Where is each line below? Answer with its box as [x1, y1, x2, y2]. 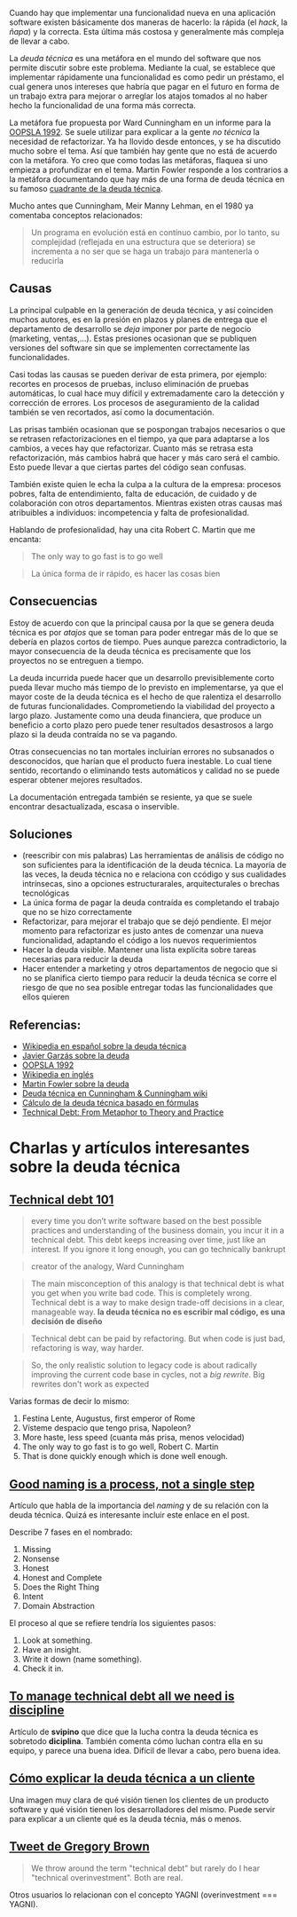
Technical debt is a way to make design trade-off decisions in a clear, [30, 1298, 285, 1308]
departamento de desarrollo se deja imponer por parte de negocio [9, 323, 252, 334]
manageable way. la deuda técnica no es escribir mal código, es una [30, 1306, 285, 1317]
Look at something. [21, 1635, 93, 1645]
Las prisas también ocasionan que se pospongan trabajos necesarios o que [9, 423, 285, 434]
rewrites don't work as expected [30, 1379, 150, 1390]
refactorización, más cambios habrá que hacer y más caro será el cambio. [9, 452, 281, 462]
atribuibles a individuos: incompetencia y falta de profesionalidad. [9, 507, 250, 517]
